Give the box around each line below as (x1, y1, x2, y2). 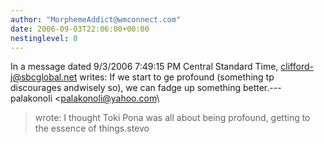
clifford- (280, 61, 314, 73)
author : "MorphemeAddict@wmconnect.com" (10, 14, 182, 25)
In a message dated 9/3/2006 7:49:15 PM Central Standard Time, (10, 61, 279, 73)
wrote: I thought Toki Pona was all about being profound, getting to (34, 112, 311, 124)
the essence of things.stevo (34, 122, 150, 135)
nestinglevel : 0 (10, 33, 78, 43)
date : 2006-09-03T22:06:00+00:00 (10, 24, 150, 34)
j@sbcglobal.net (10, 71, 78, 83)
